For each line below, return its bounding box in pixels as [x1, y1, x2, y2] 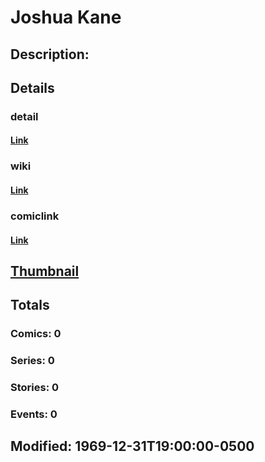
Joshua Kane [10, 6, 122, 29]
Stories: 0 [10, 381, 60, 395]
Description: [10, 46, 90, 63]
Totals [10, 297, 50, 314]
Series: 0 [10, 354, 55, 368]
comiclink [10, 209, 60, 223]
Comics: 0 [10, 327, 62, 341]
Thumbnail [10, 262, 80, 280]
